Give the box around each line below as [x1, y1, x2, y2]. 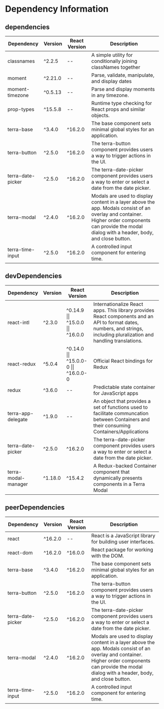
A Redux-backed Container [93, 462, 157, 469]
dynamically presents [93, 474, 143, 481]
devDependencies [5, 272, 62, 280]
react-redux [7, 360, 36, 367]
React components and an [93, 313, 154, 320]
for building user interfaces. [91, 538, 155, 545]
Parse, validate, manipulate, [91, 72, 155, 79]
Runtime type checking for [91, 100, 152, 106]
